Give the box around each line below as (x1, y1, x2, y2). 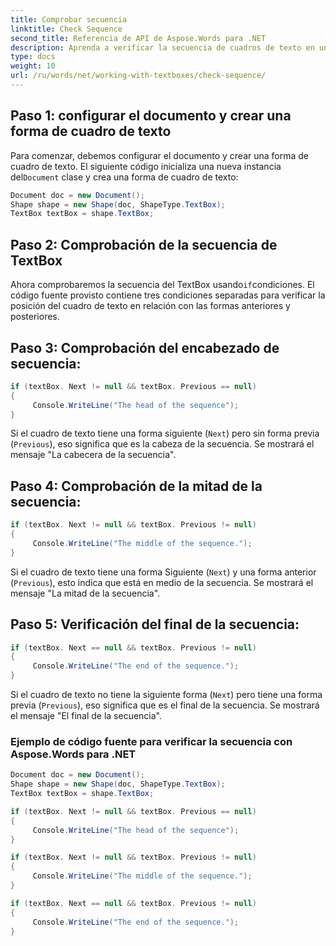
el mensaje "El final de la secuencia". (10, 710, 163, 722)
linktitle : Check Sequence (10, 24, 123, 34)
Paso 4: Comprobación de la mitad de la (10, 477, 263, 495)
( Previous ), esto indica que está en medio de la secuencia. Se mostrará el (10, 576, 314, 588)
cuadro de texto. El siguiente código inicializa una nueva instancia (10, 160, 282, 172)
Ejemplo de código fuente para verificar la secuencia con (10, 734, 293, 748)
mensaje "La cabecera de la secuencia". (10, 449, 177, 461)
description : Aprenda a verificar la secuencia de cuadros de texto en (10, 42, 315, 53)
